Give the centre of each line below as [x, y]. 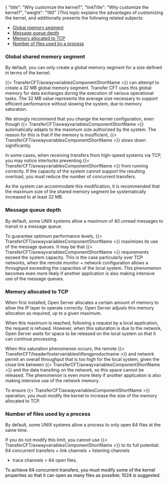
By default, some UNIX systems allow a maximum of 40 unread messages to [84, 221]
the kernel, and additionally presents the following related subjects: [74, 18]
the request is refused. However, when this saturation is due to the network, [83, 328]
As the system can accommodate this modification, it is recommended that [82, 186]
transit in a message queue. [34, 226]
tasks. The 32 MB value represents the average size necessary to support [81, 99]
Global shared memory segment [45, 56]
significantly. [18, 145]
